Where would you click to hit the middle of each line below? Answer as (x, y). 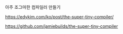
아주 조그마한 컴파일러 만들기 (33, 7)
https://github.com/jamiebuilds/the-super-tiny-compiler (61, 26)
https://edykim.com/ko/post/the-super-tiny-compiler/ (59, 17)
